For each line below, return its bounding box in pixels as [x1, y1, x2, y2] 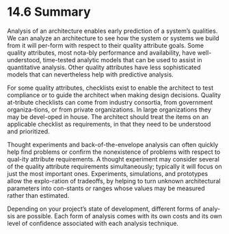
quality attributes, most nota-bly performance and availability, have [7, 49, 196, 57]
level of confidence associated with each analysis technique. [7, 219, 179, 227]
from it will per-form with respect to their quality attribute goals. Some [7, 41, 204, 49]
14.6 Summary [7, 4, 91, 20]
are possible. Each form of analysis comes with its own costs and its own [16, 211, 222, 220]
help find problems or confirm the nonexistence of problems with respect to [7, 148, 221, 156]
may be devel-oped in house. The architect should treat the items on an [7, 112, 209, 120]
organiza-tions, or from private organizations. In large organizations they [7, 105, 212, 114]
